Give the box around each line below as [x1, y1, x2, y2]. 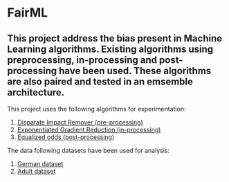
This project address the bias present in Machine [7, 33, 223, 44]
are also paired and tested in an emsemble [7, 75, 194, 87]
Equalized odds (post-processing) [17, 133, 115, 141]
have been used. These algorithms [58, 64, 212, 77]
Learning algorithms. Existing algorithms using [7, 43, 214, 55]
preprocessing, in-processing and [7, 54, 158, 66]
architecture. [7, 87, 65, 98]
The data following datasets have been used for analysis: [7, 147, 170, 154]
